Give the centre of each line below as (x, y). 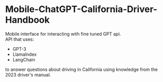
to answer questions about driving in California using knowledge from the (82, 69)
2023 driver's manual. (28, 74)
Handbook (28, 20)
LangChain (24, 59)
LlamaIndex (24, 54)
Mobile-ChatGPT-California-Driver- (81, 9)
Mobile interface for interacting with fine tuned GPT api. (63, 34)
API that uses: (20, 39)
